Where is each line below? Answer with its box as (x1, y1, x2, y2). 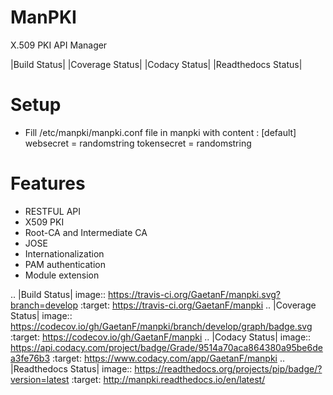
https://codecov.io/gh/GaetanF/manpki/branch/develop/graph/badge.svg (10, 320, 313, 332)
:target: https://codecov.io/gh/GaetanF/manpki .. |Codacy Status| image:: (10, 331, 312, 343)
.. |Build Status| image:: (10, 288, 107, 300)
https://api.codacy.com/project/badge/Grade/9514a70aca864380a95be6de (10, 341, 323, 353)
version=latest (10, 373, 70, 385)
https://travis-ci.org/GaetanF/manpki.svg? (108, 288, 281, 300)
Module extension (24, 269, 100, 281)
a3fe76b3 (10, 352, 51, 364)
